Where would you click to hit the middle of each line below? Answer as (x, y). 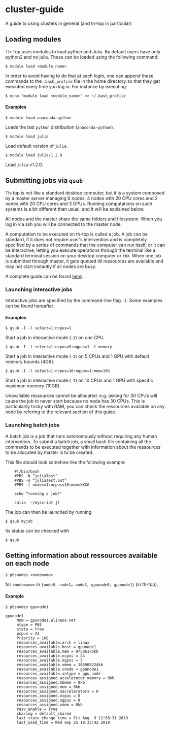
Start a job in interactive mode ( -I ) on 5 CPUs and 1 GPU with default (77, 356)
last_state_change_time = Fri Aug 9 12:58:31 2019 (72, 718)
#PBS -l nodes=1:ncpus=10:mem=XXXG (52, 485)
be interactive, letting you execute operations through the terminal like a (80, 250)
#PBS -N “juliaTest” (36, 476)
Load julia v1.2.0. (24, 164)
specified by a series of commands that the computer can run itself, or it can (85, 245)
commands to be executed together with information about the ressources (83, 447)
